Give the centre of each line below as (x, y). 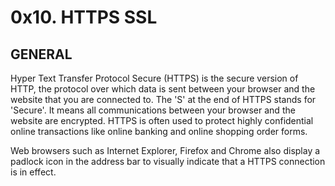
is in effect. (33, 172)
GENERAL (41, 54)
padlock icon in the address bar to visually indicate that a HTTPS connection (168, 161)
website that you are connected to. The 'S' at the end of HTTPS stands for (163, 99)
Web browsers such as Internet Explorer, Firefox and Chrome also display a (165, 150)
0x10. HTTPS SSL (84, 17)
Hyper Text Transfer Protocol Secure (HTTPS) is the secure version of (154, 78)
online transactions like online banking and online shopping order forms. (159, 131)
